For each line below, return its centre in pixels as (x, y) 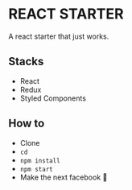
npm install (40, 161)
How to (27, 124)
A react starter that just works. (59, 36)
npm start (37, 169)
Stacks (26, 62)
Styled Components (53, 98)
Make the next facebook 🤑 (64, 177)
